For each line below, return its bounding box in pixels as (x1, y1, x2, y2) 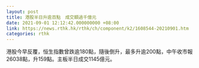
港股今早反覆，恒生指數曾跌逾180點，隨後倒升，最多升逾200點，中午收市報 (6, 48, 193, 55)
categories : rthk (6, 31, 50, 37)
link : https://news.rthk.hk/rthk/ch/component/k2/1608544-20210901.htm (6, 25, 189, 32)
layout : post (6, 8, 39, 15)
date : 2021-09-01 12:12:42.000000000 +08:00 (6, 20, 119, 26)
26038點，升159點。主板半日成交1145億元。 (6, 55, 116, 63)
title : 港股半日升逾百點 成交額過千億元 (6, 14, 97, 20)
